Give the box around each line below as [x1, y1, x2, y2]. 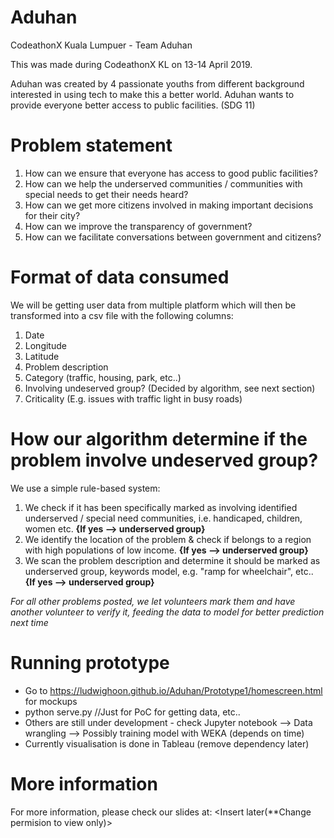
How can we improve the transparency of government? [24, 220, 253, 232]
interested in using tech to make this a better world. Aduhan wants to [10, 88, 295, 100]
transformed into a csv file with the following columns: [10, 309, 234, 321]
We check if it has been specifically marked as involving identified [24, 501, 298, 513]
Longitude [24, 339, 67, 351]
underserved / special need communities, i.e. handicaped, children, [24, 512, 303, 524]
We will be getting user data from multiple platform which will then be [10, 299, 297, 311]
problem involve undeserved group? [10, 449, 319, 471]
